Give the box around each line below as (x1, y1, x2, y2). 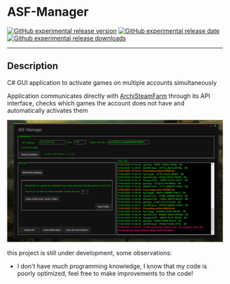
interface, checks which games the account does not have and (7, 99, 185, 107)
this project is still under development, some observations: (7, 248, 172, 257)
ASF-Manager (7, 4, 89, 20)
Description (7, 60, 58, 72)
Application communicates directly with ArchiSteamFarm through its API (7, 92, 211, 100)
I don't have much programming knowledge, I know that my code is (16, 261, 207, 270)
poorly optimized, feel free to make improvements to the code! (16, 269, 194, 277)
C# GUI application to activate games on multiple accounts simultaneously (7, 78, 217, 86)
